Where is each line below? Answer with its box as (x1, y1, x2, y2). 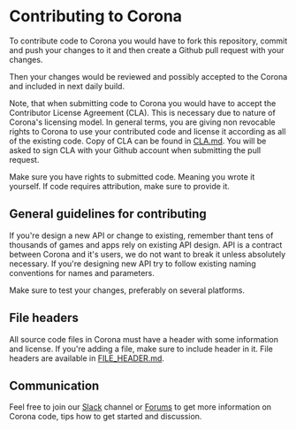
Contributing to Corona (9, 6, 183, 27)
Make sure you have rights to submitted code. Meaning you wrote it (9, 171, 255, 182)
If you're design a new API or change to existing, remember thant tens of (9, 230, 274, 241)
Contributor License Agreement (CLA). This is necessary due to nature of (9, 107, 276, 118)
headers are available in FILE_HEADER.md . (9, 352, 165, 364)
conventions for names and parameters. (9, 267, 155, 278)
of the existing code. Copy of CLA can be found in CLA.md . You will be (9, 135, 267, 146)
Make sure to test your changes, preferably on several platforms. (9, 285, 246, 296)
